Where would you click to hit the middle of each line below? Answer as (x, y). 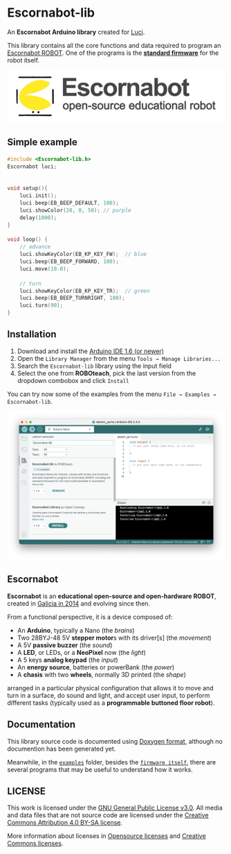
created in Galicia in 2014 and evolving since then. (79, 603)
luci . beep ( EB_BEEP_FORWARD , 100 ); (69, 262)
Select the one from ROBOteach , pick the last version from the (107, 373)
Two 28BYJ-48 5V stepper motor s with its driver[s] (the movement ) (114, 638)
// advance (35, 247)
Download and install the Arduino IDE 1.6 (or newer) (91, 351)
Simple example (43, 143)
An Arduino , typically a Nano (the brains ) (76, 630)
